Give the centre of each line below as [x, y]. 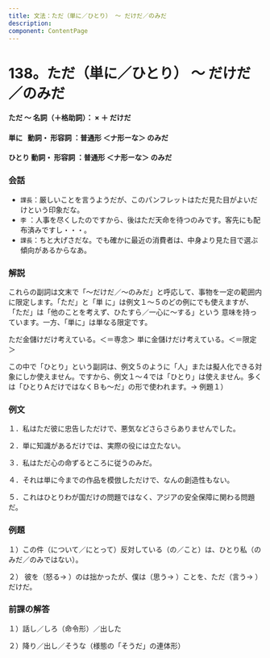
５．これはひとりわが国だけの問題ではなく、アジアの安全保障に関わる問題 [132, 498]
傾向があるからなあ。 [55, 250]
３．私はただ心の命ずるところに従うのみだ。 [83, 463]
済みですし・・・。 [59, 230]
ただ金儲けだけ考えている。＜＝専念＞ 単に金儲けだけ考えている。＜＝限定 [133, 339]
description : [30, 23]
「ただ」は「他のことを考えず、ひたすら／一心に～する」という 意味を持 [129, 312]
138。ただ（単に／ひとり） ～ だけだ [130, 73]
